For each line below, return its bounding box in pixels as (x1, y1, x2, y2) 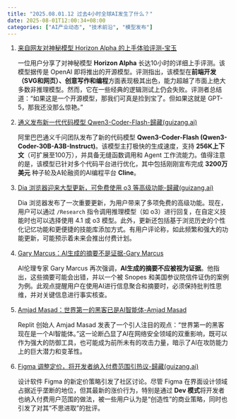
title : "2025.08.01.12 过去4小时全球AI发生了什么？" (7, 10, 153, 18)
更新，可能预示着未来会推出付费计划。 (23, 234, 136, 243)
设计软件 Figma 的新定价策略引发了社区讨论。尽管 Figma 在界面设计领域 (17, 377, 228, 386)
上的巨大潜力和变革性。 (17, 348, 86, 356)
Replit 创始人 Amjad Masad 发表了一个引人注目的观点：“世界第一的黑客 (17, 321, 225, 329)
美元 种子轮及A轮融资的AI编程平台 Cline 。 (17, 168, 140, 177)
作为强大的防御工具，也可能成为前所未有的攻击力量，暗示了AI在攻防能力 (17, 338, 228, 347)
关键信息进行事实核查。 (42, 291, 111, 299)
